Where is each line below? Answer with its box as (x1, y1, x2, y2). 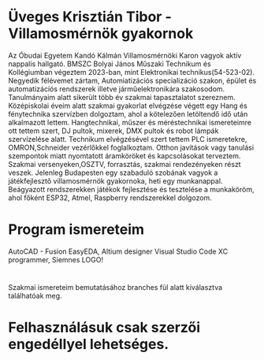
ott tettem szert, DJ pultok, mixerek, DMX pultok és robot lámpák (8, 126, 219, 135)
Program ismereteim (8, 221, 144, 239)
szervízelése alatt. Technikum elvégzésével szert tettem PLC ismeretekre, (8, 134, 247, 143)
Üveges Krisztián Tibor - (8, 8, 172, 26)
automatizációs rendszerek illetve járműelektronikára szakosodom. (8, 84, 225, 94)
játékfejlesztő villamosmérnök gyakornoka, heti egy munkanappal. (8, 176, 223, 185)
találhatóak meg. (8, 291, 62, 301)
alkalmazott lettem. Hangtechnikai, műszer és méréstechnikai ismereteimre (8, 117, 252, 127)
